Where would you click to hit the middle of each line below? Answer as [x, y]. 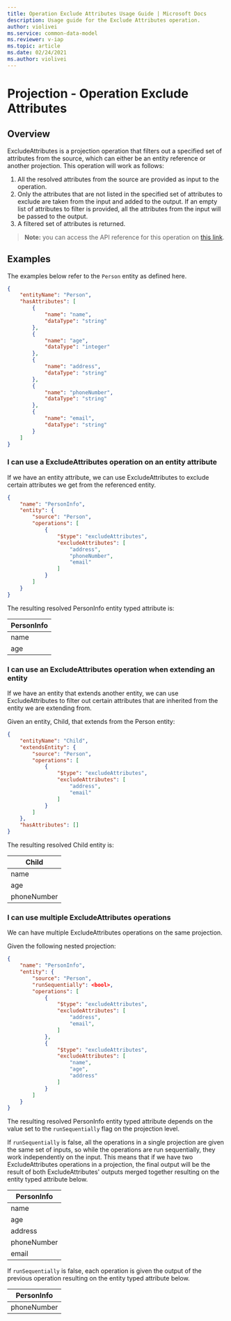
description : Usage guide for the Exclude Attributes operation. [104, 20]
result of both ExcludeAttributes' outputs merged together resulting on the [113, 1172]
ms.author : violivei [37, 59]
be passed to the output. [53, 216]
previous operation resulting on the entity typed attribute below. [98, 1278]
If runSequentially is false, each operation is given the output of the [104, 1271]
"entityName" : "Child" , [54, 741]
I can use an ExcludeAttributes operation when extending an [111, 669]
